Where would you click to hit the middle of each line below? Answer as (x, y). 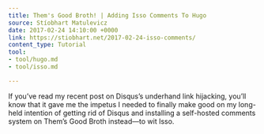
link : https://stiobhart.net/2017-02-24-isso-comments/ (102, 37)
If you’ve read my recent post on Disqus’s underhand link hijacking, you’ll (127, 96)
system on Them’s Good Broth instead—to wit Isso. (91, 121)
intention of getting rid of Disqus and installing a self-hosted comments (140, 113)
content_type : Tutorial (47, 45)
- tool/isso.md (33, 67)
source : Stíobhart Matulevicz (58, 23)
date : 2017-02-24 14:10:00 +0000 (63, 30)
